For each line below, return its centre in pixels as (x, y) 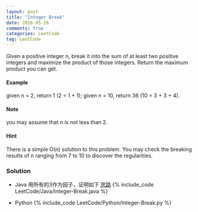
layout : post (22, 12)
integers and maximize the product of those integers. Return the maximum (97, 62)
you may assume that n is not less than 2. (57, 122)
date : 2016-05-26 (28, 23)
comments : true (25, 28)
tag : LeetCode (24, 39)
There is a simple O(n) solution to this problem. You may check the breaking (99, 149)
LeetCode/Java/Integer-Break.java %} (61, 191)
